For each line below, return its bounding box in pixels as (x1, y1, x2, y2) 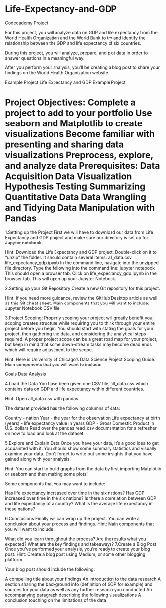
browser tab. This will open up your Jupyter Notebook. (5, 275, 117, 281)
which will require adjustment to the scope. (5, 346, 93, 353)
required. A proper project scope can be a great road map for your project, (5, 336, 158, 342)
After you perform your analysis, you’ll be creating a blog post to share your (5, 64, 160, 70)
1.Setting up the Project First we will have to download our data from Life (5, 229, 154, 235)
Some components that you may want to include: (5, 480, 105, 486)
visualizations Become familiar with (5, 128, 155, 140)
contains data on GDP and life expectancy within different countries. (5, 386, 145, 392)
